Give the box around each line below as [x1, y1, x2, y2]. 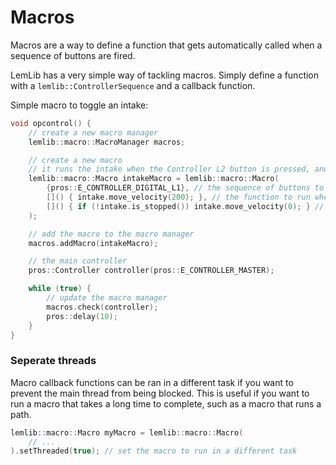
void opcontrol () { [10, 118, 92, 128]
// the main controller [28, 256, 128, 266]
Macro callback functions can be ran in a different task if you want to [10, 376, 294, 388]
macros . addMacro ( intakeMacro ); [28, 238, 159, 248]
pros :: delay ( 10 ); [46, 311, 118, 321]
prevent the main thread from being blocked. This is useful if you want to [10, 387, 310, 399]
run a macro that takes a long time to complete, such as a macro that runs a [10, 397, 322, 410]
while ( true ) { [28, 284, 92, 294]
